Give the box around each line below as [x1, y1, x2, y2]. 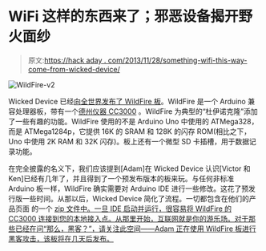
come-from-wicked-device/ [27, 64, 120, 74]
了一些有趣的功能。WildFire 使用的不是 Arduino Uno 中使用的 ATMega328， [8, 116, 259, 126]
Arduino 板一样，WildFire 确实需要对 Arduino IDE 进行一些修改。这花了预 [8, 184, 249, 193]
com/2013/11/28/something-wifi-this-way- [107, 55, 248, 65]
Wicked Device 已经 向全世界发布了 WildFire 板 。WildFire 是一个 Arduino [8, 96, 246, 106]
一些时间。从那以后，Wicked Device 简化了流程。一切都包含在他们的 [22, 193, 250, 203]
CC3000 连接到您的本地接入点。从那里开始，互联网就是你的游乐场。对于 [8, 213, 249, 223]
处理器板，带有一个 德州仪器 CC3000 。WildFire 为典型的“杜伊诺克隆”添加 [14, 106, 258, 116]
